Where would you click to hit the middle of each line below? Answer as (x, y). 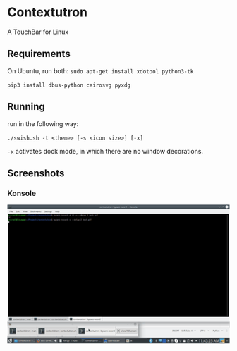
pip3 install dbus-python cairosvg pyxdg (69, 85)
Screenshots (36, 173)
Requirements (39, 54)
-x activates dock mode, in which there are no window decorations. (105, 151)
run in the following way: (43, 123)
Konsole (22, 193)
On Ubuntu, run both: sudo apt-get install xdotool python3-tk (101, 70)
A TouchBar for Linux (38, 32)
